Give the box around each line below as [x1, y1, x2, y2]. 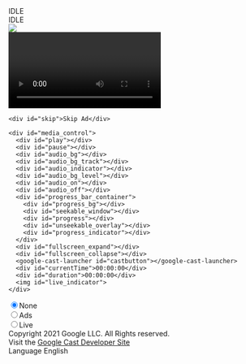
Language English [8, 346, 69, 355]
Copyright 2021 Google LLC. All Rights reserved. [8, 329, 170, 338]
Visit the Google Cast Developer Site [8, 337, 131, 347]
